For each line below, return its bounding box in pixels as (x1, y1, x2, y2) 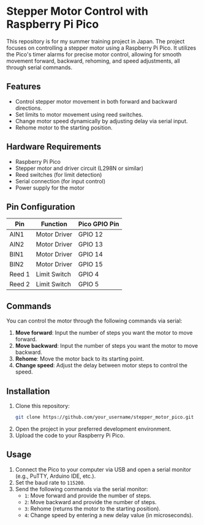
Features (6, 82, 41, 92)
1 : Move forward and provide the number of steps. (24, 492, 152, 499)
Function (40, 220, 67, 228)
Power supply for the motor (15, 184, 85, 191)
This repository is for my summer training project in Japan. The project (6, 37, 185, 45)
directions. (15, 104, 43, 112)
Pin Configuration (6, 201, 75, 212)
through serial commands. (6, 63, 72, 71)
